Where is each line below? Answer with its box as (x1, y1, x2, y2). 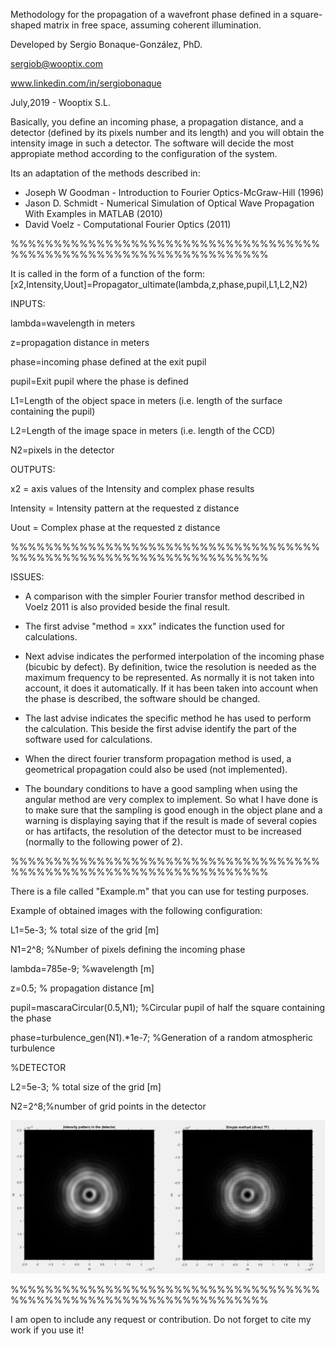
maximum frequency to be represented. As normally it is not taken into (24, 672, 315, 683)
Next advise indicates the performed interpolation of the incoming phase (24, 650, 325, 662)
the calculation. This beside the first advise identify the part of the (24, 723, 297, 734)
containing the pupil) (10, 405, 96, 417)
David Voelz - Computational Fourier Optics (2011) (24, 219, 232, 230)
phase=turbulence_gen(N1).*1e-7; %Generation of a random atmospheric (10, 1032, 313, 1043)
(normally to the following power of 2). (24, 836, 183, 848)
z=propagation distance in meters (10, 337, 150, 348)
